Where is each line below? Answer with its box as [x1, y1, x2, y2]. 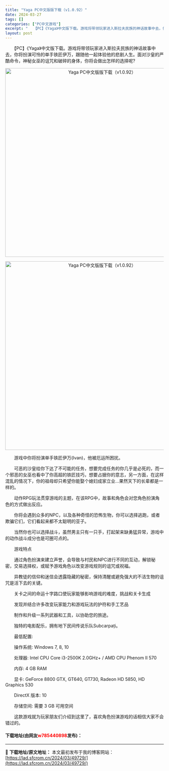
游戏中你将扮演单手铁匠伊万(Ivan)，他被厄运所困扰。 [14, 455, 123, 460]
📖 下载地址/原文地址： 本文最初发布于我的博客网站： [5, 749, 114, 755]
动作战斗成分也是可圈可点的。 [9, 535, 71, 541]
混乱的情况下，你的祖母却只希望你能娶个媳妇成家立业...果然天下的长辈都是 [5, 478, 159, 484]
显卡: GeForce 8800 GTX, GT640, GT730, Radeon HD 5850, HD [14, 676, 145, 682]
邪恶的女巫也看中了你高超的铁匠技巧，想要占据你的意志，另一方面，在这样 [9, 472, 164, 478]
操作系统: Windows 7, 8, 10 [14, 644, 69, 650]
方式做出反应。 [14, 501, 45, 507]
